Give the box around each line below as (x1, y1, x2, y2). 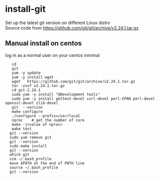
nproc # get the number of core (11, 118, 85, 122)
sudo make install (9, 144, 48, 149)
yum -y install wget (11, 75, 54, 80)
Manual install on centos (5, 39, 82, 48)
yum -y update (11, 70, 41, 75)
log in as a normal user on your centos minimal (5, 52, 100, 58)
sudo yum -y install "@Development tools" (11, 92, 100, 97)
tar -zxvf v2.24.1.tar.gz (11, 83, 65, 88)
